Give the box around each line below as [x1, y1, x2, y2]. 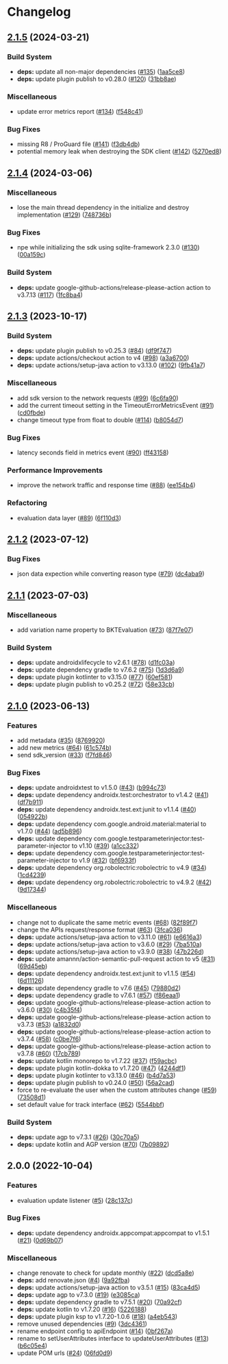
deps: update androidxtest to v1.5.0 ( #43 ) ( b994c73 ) [16, 783, 166, 792]
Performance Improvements [7, 465, 103, 475]
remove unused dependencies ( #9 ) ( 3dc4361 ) [16, 1320, 147, 1328]
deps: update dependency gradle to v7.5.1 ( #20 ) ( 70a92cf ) [16, 1298, 183, 1306]
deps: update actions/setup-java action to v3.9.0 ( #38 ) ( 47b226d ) [16, 947, 204, 955]
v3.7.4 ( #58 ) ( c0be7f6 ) [16, 1034, 81, 1043]
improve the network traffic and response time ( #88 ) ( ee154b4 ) [16, 481, 196, 489]
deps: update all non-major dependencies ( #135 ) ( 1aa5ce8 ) [16, 67, 186, 75]
